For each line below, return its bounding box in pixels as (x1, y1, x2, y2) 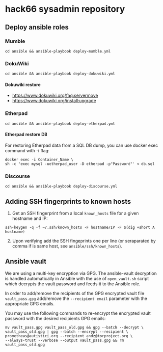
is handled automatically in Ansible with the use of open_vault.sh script (5, 275, 149, 281)
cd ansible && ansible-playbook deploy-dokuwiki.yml (5, 71, 115, 77)
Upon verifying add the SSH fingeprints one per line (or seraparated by (12, 238, 156, 244)
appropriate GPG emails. (5, 300, 55, 306)
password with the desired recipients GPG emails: (5, 315, 106, 321)
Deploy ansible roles (5, 23, 69, 31)
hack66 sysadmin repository (5, 3, 125, 15)
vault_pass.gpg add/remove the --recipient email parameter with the (5, 296, 147, 301)
